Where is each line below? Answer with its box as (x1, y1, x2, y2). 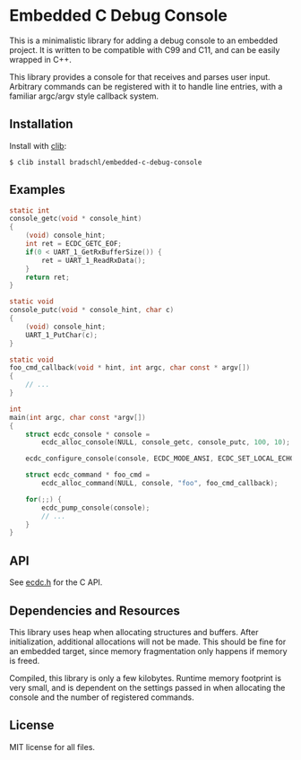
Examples (9, 182, 65, 197)
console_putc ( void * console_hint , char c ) (9, 306, 175, 315)
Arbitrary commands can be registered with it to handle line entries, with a (9, 81, 283, 92)
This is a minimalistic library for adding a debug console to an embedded (9, 35, 279, 46)
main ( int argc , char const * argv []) (9, 413, 146, 422)
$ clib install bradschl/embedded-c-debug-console (9, 158, 202, 167)
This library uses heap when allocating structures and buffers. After (9, 626, 259, 637)
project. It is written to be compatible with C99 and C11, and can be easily (9, 44, 280, 55)
